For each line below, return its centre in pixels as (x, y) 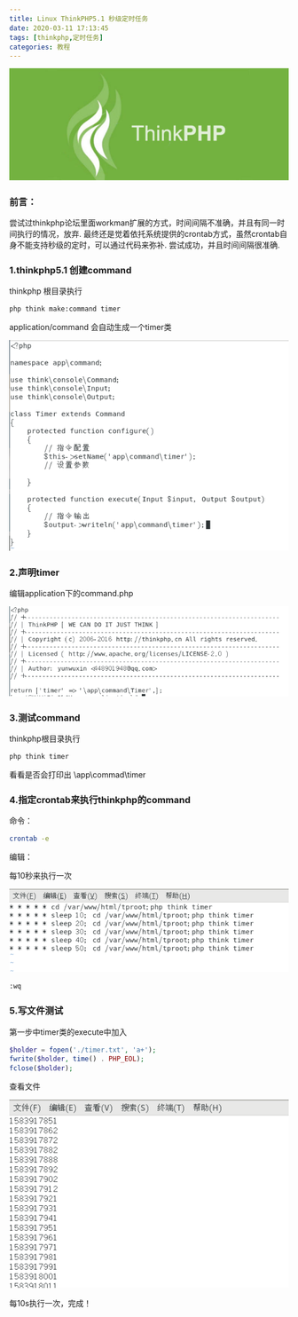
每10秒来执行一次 (41, 876)
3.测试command (45, 717)
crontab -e (29, 839)
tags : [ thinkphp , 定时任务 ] (56, 37)
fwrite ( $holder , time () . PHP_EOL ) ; (77, 1059)
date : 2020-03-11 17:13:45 (59, 28)
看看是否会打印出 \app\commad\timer (78, 775)
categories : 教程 (40, 47)
